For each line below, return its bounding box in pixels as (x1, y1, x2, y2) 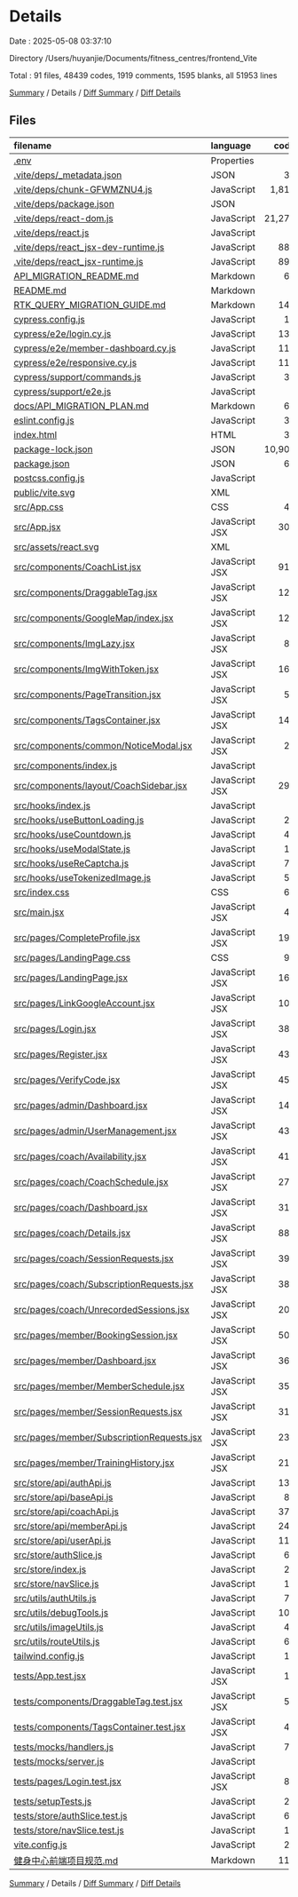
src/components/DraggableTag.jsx (13, 586, 158, 599)
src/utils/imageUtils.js (13, 1621, 104, 1633)
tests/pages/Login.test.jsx (13, 1774, 122, 1787)
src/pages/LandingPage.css (13, 951, 131, 964)
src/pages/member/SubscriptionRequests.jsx (13, 1431, 202, 1443)
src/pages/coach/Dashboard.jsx (13, 1201, 148, 1213)
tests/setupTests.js (13, 1795, 92, 1807)
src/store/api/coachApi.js (13, 1505, 120, 1518)
